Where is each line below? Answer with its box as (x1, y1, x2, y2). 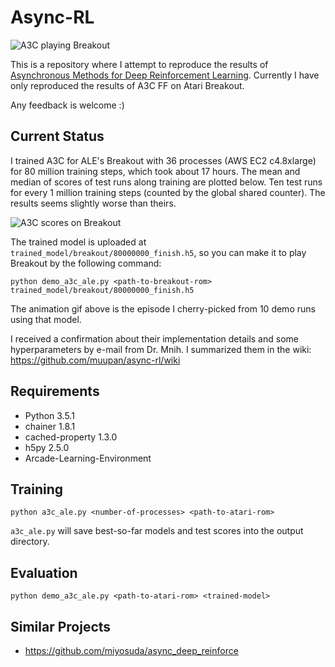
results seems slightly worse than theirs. (10, 197, 177, 209)
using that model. (10, 313, 82, 325)
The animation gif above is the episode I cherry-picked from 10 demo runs (10, 302, 316, 315)
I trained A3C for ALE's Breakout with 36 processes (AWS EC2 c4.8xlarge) (10, 154, 317, 166)
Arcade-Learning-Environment (24, 452, 152, 464)
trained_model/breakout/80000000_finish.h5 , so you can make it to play (10, 246, 307, 258)
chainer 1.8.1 (24, 420, 76, 432)
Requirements (10, 383, 100, 400)
